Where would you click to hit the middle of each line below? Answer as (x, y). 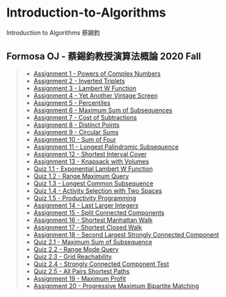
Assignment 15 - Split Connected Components (99, 212)
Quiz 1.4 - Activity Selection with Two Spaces (98, 190)
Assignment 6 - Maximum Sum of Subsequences (103, 110)
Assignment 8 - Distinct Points (76, 125)
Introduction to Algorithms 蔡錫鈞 (53, 32)
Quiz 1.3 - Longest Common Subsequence (93, 183)
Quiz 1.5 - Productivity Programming (85, 198)
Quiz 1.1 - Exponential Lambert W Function (93, 168)
